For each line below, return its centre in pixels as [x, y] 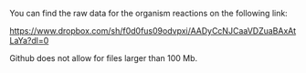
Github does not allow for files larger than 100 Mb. [104, 58]
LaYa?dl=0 [29, 41]
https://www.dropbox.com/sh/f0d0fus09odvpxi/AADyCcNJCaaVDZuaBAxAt [153, 31]
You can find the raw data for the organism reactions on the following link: [148, 13]
